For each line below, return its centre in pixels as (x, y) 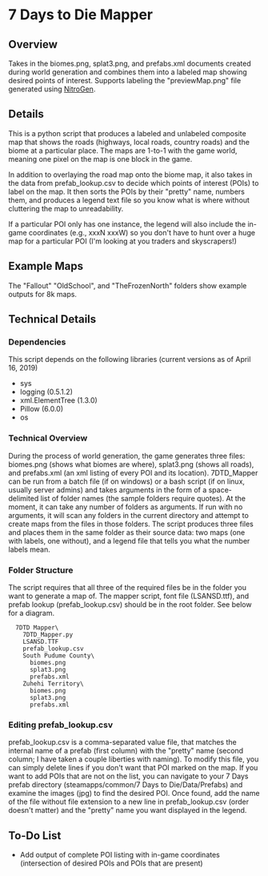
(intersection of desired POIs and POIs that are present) (111, 863)
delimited (24, 498)
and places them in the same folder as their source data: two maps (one (127, 532)
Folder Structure (41, 570)
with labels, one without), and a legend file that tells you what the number (129, 540)
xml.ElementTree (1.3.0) (58, 400)
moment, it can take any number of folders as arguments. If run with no (126, 507)
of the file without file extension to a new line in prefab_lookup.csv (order (129, 802)
